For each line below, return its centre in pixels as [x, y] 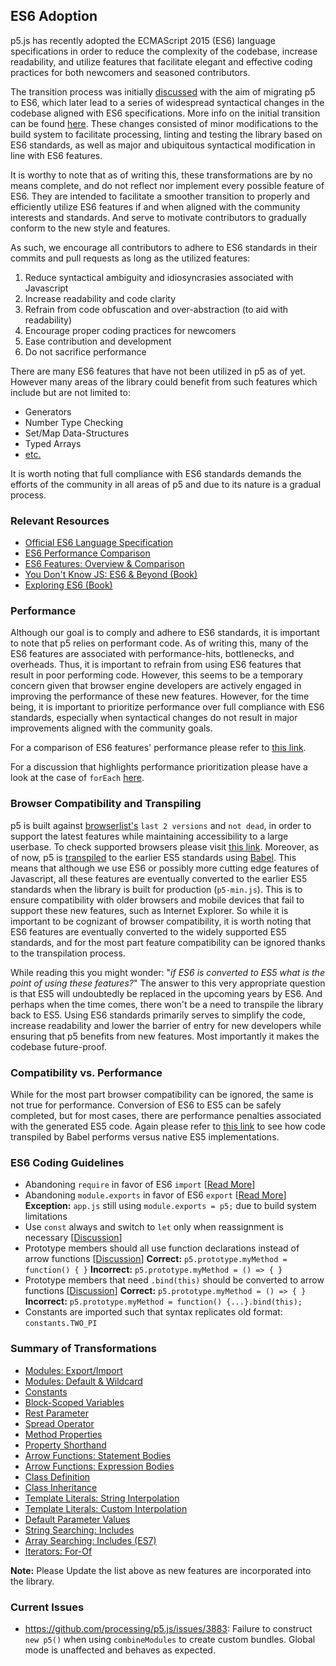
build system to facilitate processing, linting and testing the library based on [166, 134]
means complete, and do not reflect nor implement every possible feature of [167, 185]
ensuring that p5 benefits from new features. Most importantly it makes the [165, 1036]
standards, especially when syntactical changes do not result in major [154, 718]
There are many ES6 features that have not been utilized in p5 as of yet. [158, 371]
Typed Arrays [53, 443]
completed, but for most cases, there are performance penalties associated [166, 1115]
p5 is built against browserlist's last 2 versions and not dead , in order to [161, 825]
